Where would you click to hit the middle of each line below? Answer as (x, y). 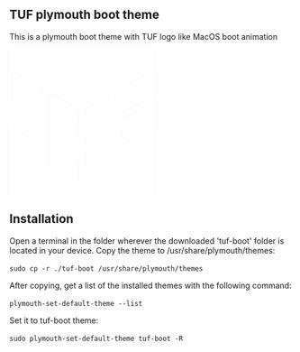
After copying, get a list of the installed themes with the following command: (150, 285)
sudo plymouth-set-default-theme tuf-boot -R (96, 338)
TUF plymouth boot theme (85, 15)
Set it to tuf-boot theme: (54, 320)
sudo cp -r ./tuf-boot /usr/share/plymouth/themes (106, 269)
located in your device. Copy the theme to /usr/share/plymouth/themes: (142, 250)
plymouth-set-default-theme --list (76, 303)
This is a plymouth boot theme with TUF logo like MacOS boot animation (143, 36)
